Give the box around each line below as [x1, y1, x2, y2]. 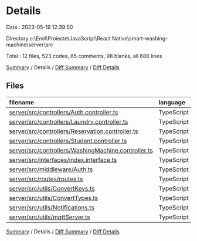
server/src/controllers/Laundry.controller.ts [9, 117, 128, 125]
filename [9, 98, 35, 106]
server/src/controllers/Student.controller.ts [9, 137, 127, 145]
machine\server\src [6, 41, 54, 48]
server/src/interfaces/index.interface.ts [9, 155, 117, 164]
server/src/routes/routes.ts [9, 175, 83, 183]
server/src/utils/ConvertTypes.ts [9, 194, 98, 202]
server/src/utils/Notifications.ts [9, 203, 95, 212]
